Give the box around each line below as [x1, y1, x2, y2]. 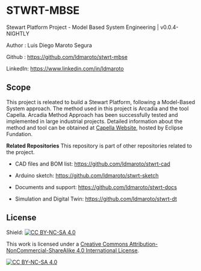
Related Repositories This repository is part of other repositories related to [6, 142, 193, 149]
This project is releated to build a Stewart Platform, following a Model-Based [6, 98, 196, 105]
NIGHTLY [6, 30, 30, 37]
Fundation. [6, 130, 33, 137]
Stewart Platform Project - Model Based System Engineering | [6, 23, 159, 31]
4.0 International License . [76, 246, 140, 254]
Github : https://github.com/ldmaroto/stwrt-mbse [6, 53, 128, 60]
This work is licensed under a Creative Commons [6, 240, 128, 248]
